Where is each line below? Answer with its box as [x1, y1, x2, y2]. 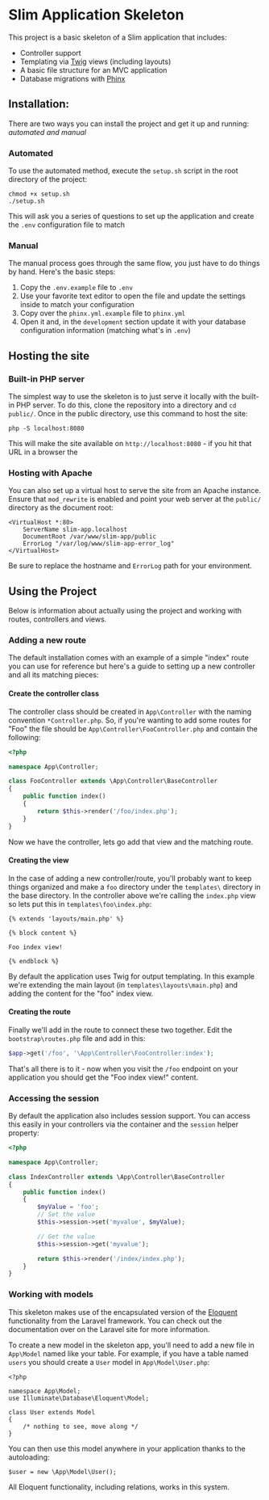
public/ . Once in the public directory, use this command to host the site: [8, 409, 248, 419]
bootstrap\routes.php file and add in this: [8, 1033, 147, 1043]
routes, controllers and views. [8, 614, 107, 624]
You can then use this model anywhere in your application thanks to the [8, 1443, 246, 1453]
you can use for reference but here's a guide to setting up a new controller [8, 661, 256, 672]
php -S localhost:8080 [8, 424, 85, 433]
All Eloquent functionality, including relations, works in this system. [8, 1481, 230, 1492]
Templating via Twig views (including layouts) [19, 57, 172, 66]
